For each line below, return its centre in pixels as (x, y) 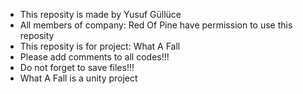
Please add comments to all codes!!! (94, 57)
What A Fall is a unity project (78, 78)
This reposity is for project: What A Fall (100, 46)
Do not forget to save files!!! (77, 67)
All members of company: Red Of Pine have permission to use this (156, 25)
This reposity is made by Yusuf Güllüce (100, 14)
